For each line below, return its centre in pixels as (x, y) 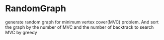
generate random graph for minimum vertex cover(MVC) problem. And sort (82, 22)
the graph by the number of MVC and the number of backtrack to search (80, 27)
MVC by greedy (21, 32)
